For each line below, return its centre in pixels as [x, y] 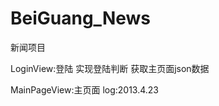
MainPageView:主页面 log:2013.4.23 [85, 89]
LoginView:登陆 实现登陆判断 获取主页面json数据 [110, 68]
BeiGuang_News [81, 18]
